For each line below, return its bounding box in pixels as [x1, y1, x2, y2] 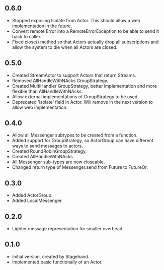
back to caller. [12, 33, 42, 39]
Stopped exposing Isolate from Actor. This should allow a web [12, 17, 140, 23]
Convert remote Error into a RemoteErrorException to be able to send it [12, 28, 159, 34]
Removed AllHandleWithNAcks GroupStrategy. [12, 78, 109, 84]
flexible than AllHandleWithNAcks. [12, 88, 83, 94]
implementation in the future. [12, 23, 72, 29]
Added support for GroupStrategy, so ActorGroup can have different [12, 138, 154, 144]
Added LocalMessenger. [12, 197, 63, 204]
